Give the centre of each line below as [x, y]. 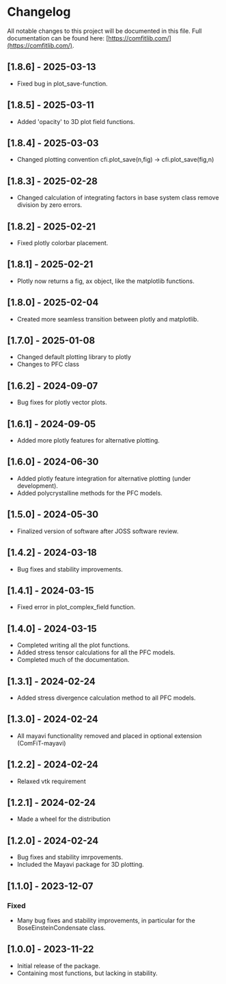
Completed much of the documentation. [73, 660]
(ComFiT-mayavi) [41, 743]
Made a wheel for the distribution [63, 819]
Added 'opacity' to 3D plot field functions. [76, 121]
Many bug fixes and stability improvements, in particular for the [106, 920]
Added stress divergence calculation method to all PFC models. [106, 698]
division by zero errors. [50, 205]
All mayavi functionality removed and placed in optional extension [109, 736]
